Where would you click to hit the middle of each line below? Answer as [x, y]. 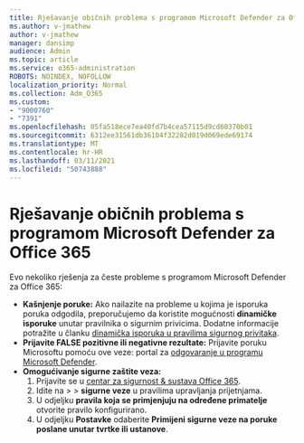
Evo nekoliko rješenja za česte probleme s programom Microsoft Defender [148, 278]
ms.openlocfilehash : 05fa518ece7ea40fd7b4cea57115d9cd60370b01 [131, 127]
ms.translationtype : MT [54, 144]
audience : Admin [40, 52]
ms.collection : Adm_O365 [56, 93]
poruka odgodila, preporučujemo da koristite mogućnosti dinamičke [150, 314]
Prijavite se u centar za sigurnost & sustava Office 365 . [138, 382]
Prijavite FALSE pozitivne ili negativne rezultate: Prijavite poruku [144, 343]
